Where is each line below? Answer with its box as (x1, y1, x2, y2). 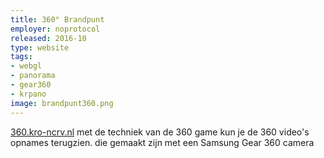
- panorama (10, 71, 56, 81)
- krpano (10, 89, 47, 99)
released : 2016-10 (10, 33, 87, 43)
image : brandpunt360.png (10, 98, 114, 108)
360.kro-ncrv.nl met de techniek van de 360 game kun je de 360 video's (10, 126, 310, 138)
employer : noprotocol (10, 24, 101, 34)
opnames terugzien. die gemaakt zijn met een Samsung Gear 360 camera (10, 136, 315, 148)
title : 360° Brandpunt (10, 14, 105, 25)
